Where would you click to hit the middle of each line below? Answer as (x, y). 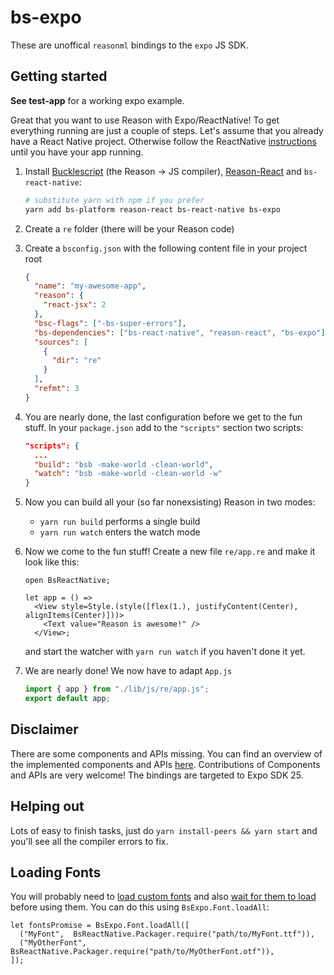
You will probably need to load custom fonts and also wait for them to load (163, 897)
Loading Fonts (56, 872)
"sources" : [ (61, 342)
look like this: (52, 562)
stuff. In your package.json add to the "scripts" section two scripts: (164, 427)
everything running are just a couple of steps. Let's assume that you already (167, 130)
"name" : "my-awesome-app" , (90, 286)
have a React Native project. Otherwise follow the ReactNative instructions (163, 141)
